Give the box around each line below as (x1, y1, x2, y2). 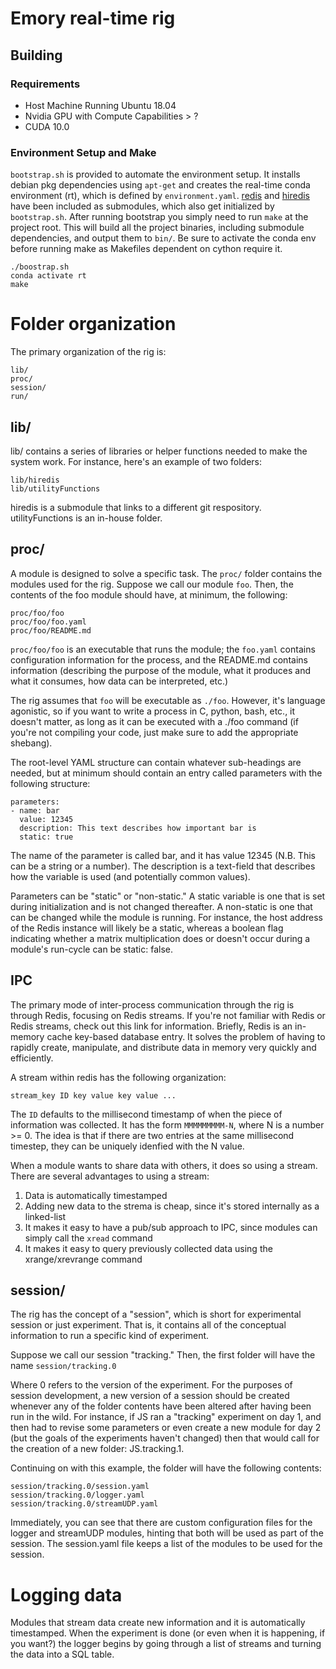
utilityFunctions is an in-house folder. (10, 512, 163, 524)
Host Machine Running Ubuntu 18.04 (24, 99, 177, 111)
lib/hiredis (10, 475, 60, 485)
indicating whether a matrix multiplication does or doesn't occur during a (10, 932, 311, 944)
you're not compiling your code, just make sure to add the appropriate (10, 726, 299, 738)
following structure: (10, 777, 91, 789)
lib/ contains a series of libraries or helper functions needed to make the (10, 445, 308, 457)
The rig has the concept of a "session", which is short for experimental (10, 1308, 302, 1321)
